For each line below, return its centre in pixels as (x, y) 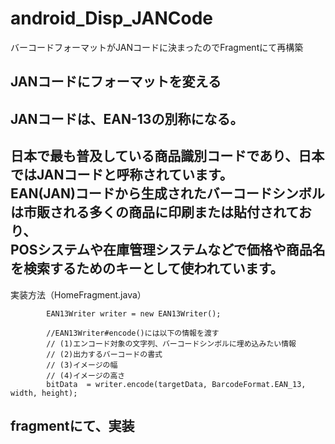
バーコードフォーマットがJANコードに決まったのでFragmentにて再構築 (157, 47)
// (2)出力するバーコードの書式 (104, 354)
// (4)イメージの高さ (86, 375)
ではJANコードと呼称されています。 (121, 175)
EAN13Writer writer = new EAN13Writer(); (134, 313)
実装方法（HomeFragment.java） (78, 294)
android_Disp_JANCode (111, 18)
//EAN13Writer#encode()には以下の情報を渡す (133, 333)
